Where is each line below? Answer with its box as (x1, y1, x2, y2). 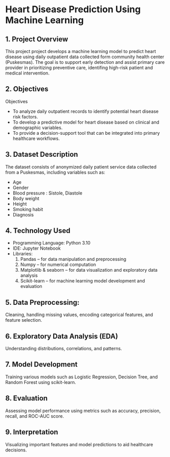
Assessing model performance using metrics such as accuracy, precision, (5, 407, 161, 414)
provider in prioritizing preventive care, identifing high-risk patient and (5, 65, 153, 70)
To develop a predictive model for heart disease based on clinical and (12, 119, 160, 125)
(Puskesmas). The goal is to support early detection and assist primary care (5, 59, 165, 65)
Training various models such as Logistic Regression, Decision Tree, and (5, 374, 158, 380)
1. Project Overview (5, 35, 68, 43)
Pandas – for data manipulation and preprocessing (20, 256, 127, 262)
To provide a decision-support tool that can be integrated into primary (12, 130, 160, 136)
